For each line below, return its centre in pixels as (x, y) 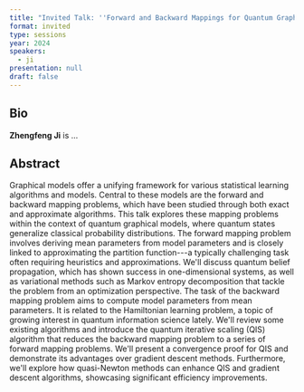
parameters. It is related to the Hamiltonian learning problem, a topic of (141, 311)
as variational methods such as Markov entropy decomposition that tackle (147, 282)
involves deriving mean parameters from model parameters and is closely (147, 243)
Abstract (35, 163)
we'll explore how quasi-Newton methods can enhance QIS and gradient (145, 368)
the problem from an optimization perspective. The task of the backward (145, 292)
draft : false (34, 77)
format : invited (40, 26)
